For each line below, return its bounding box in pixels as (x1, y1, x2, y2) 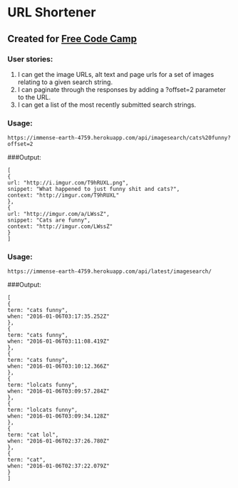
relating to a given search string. (17, 78, 113, 86)
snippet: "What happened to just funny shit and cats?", (7, 186, 180, 193)
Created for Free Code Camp (7, 33, 138, 45)
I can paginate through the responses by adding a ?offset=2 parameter (17, 85, 226, 93)
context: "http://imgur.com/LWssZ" (7, 223, 113, 230)
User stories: (7, 54, 53, 64)
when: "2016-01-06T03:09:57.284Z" (7, 388, 110, 395)
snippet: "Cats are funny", (7, 217, 91, 224)
